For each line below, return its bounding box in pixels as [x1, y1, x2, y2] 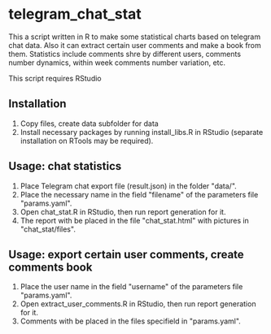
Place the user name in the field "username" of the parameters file [20, 282, 243, 292]
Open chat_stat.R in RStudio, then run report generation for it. [20, 206, 226, 216]
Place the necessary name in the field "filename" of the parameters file [20, 189, 259, 199]
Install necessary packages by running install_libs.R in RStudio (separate [20, 127, 264, 137]
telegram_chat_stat [8, 5, 142, 24]
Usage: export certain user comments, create [8, 247, 244, 261]
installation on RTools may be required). [20, 136, 154, 145]
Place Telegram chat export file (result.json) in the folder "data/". [20, 180, 238, 191]
